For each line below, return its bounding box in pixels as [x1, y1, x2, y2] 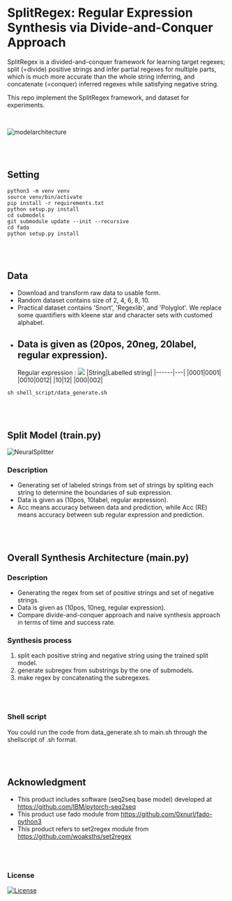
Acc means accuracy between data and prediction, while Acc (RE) [17, 503, 208, 512]
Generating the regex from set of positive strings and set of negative [17, 589, 215, 597]
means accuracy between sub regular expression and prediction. [17, 510, 204, 519]
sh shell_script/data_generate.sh [7, 389, 108, 397]
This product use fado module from [17, 810, 120, 818]
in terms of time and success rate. [17, 619, 116, 627]
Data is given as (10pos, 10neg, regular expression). [17, 603, 166, 612]
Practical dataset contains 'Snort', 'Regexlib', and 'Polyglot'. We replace [17, 303, 222, 312]
